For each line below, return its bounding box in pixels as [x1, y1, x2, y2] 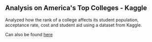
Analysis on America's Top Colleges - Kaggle [5, 4, 147, 12]
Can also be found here [5, 31, 53, 37]
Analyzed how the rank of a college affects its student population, [5, 17, 139, 22]
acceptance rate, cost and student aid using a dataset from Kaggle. [5, 22, 142, 28]
